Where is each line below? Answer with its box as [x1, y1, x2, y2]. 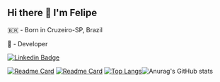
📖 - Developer [7, 39, 48, 48]
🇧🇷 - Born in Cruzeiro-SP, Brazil [7, 25, 103, 34]
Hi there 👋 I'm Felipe [7, 7, 98, 19]
